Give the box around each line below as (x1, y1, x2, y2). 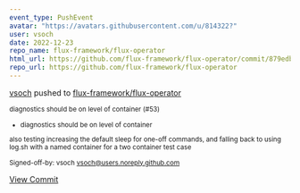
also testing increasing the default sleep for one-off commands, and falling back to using (9, 135, 281, 144)
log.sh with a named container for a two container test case (9, 142, 192, 152)
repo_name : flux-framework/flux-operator (9, 46, 166, 55)
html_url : (9, 55, 46, 63)
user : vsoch (9, 29, 54, 38)
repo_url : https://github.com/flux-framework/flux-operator (9, 63, 238, 72)
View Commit (9, 173, 59, 184)
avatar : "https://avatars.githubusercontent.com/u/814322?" (9, 21, 238, 30)
